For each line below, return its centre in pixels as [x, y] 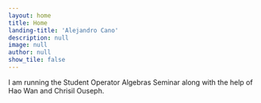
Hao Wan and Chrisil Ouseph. [56, 90]
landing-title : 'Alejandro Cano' [63, 30]
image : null [28, 45]
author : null [30, 52]
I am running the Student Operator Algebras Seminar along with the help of [130, 82]
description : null [38, 38]
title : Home [28, 23]
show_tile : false [37, 60]
